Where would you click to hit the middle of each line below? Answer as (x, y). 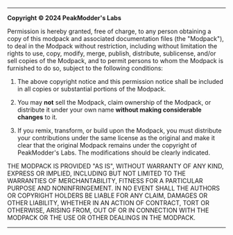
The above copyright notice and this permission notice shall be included (120, 81)
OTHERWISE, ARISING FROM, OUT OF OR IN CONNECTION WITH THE (108, 210)
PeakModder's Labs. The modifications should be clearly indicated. (113, 153)
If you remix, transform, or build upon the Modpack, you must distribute (119, 130)
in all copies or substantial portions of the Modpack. (92, 89)
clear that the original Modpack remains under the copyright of (107, 145)
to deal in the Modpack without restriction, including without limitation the (112, 46)
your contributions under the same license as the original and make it (116, 138)
